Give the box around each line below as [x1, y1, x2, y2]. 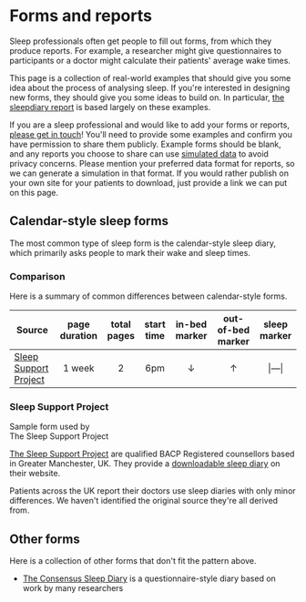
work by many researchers [22, 583, 124, 594]
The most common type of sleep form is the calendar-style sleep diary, [9, 238, 276, 249]
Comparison [9, 270, 66, 282]
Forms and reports [9, 5, 153, 26]
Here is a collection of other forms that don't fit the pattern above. [9, 556, 257, 566]
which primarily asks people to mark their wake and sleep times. [9, 247, 250, 258]
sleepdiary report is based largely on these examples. [9, 101, 211, 112]
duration [59, 330, 98, 342]
